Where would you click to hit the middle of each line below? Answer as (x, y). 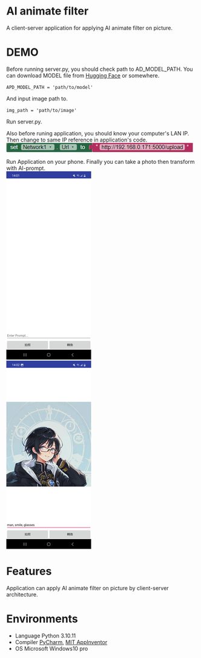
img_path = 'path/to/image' (42, 110)
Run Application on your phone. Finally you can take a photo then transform (100, 161)
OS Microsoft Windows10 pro (51, 648)
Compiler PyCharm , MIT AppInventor (61, 642)
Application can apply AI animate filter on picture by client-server (87, 588)
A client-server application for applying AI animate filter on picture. (89, 28)
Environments (42, 619)
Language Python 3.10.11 (45, 636)
